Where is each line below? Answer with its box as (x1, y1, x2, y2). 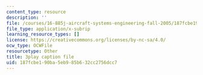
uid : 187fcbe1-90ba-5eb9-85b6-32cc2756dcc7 (6, 59, 118, 65)
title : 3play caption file (6, 54, 74, 60)
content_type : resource (6, 8, 66, 15)
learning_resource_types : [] (6, 31, 80, 37)
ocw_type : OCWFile (6, 43, 53, 49)
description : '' (6, 15, 47, 21)
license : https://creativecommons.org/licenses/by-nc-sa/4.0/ (6, 37, 166, 43)
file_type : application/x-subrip (6, 25, 91, 32)
